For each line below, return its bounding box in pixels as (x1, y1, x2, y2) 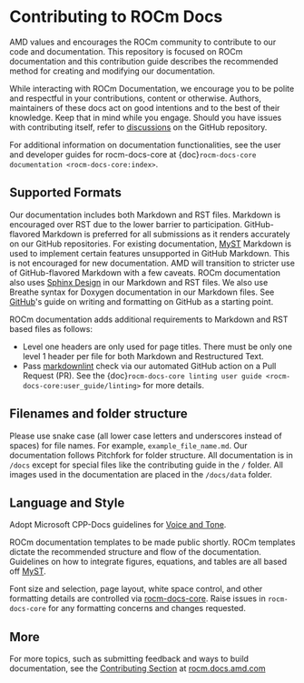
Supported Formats (9, 185, 123, 201)
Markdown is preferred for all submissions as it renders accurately (42, 228, 290, 239)
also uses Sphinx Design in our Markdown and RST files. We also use (9, 276, 269, 287)
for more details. (142, 379, 204, 390)
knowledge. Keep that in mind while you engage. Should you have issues (9, 112, 282, 123)
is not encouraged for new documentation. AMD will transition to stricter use (9, 257, 295, 268)
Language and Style (9, 495, 125, 510)
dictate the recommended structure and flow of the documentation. (9, 547, 261, 557)
